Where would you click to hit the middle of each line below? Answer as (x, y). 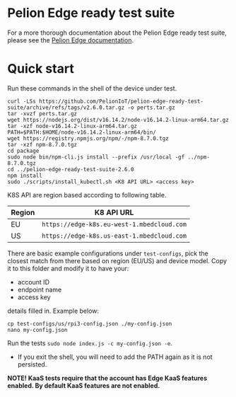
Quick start (41, 69)
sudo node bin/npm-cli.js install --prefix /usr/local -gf (96, 157)
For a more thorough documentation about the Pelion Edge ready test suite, (117, 33)
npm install (25, 176)
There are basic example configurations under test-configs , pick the (108, 253)
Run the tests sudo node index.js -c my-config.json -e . (90, 343)
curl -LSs (22, 101)
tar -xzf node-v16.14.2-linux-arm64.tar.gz (72, 126)
